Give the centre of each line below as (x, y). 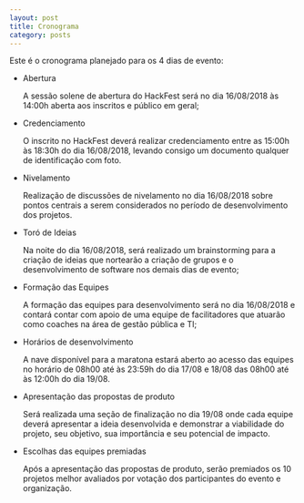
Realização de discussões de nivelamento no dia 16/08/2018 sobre (147, 196)
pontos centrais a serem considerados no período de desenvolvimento (155, 205)
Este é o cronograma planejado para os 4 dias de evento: (117, 61)
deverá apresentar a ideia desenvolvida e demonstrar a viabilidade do (153, 424)
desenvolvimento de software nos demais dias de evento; (131, 270)
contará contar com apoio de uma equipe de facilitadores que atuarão (154, 314)
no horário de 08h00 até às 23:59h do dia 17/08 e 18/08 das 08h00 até (156, 369)
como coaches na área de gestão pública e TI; (110, 324)
